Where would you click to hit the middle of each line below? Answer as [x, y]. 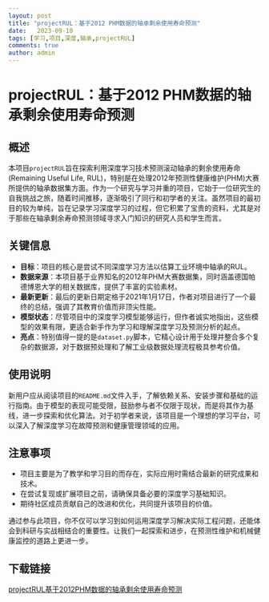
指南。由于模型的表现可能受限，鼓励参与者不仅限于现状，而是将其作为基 [134, 405]
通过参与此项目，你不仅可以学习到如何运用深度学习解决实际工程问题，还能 [131, 521]
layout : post [30, 16]
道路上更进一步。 [64, 541]
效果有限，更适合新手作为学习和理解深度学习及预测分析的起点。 [139, 326]
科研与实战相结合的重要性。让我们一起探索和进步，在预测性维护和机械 [138, 531]
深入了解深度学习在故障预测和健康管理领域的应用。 [99, 425]
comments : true [34, 46]
